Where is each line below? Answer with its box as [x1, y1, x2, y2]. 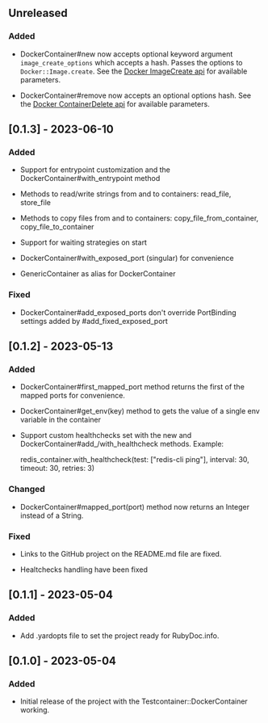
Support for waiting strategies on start [19, 237, 148, 247]
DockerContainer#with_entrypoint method [19, 174, 161, 183]
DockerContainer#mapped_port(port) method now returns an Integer [19, 502, 250, 511]
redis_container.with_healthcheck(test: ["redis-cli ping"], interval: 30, [19, 455, 250, 464]
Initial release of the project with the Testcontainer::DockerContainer [19, 696, 248, 706]
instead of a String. [19, 511, 84, 520]
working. [19, 705, 50, 715]
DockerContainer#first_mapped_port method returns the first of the [19, 382, 245, 392]
